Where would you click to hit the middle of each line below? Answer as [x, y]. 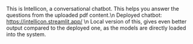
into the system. [26, 34]
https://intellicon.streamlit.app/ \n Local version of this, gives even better [96, 21]
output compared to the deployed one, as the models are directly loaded [96, 28]
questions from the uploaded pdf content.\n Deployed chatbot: [84, 15]
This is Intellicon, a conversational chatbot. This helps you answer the [93, 9]
